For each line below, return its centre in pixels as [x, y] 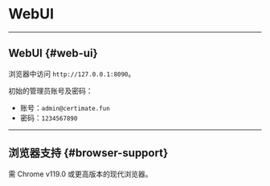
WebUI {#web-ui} [53, 53]
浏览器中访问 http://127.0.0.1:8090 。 [72, 74]
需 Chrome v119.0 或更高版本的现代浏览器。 [80, 174]
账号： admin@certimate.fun [65, 107]
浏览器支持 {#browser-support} [88, 153]
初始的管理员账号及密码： [51, 91]
